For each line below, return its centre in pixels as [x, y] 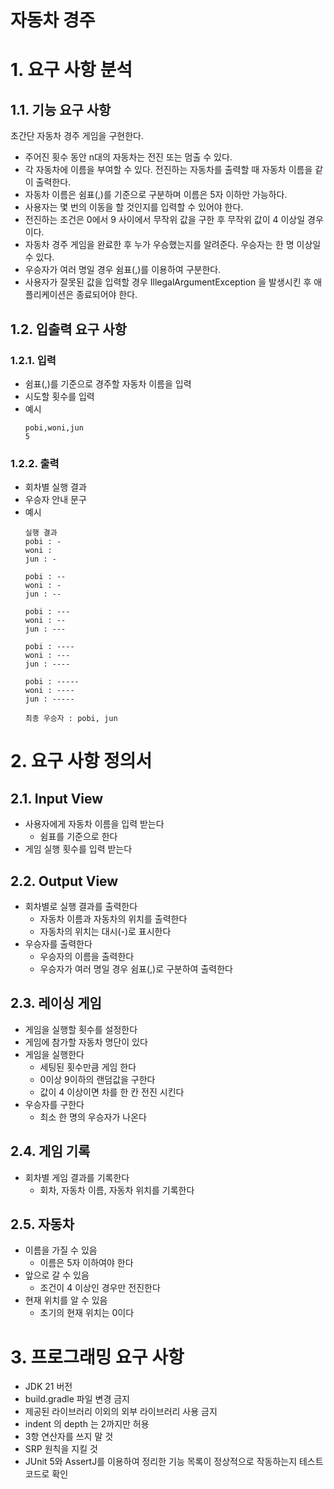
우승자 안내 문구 [55, 500]
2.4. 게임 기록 [50, 1151]
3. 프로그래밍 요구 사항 [97, 1357]
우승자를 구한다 [54, 1104]
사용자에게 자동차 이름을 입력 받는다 [94, 824]
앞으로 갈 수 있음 [57, 1275]
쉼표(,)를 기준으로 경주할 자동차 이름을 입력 [108, 383]
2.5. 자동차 [42, 1224]
